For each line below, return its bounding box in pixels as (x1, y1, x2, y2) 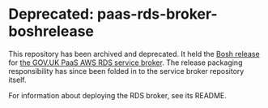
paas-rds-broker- (96, 5, 218, 24)
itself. (8, 75, 27, 84)
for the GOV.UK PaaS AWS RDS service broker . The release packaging (8, 58, 243, 67)
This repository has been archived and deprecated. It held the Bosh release (8, 49, 261, 58)
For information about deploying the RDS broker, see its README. (8, 90, 227, 100)
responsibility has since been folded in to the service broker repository (8, 66, 245, 76)
